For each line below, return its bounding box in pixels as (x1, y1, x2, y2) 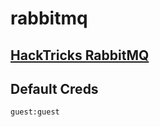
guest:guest (10, 107, 60, 117)
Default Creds (10, 80, 99, 97)
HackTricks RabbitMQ (10, 47, 150, 64)
